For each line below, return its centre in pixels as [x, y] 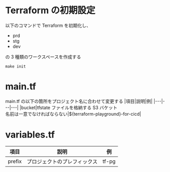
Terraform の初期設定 [50, 10]
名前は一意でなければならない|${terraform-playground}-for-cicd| [73, 114]
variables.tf [30, 135]
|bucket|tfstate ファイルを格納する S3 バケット [69, 108]
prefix [15, 161]
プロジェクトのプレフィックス [62, 161]
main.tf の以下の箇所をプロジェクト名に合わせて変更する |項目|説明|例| [79, 101]
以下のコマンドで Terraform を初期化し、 [48, 25]
